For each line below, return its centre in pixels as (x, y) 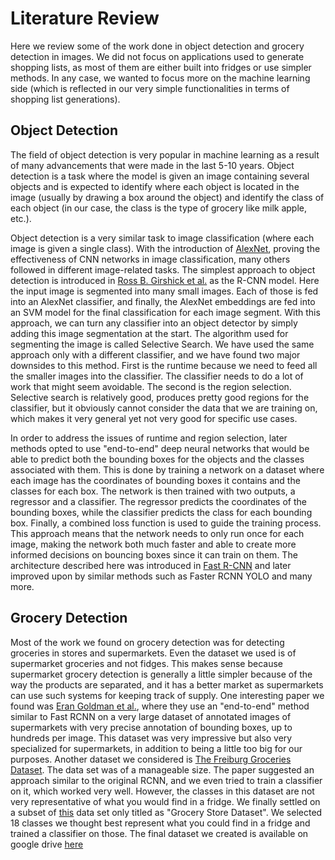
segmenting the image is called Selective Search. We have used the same (162, 344)
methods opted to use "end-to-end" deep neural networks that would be (160, 448)
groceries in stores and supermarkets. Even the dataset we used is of (153, 653)
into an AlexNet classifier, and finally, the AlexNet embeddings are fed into (163, 301)
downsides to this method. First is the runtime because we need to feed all (164, 365)
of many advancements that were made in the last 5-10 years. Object (152, 165)
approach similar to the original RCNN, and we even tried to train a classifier (166, 780)
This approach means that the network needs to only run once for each (157, 533)
